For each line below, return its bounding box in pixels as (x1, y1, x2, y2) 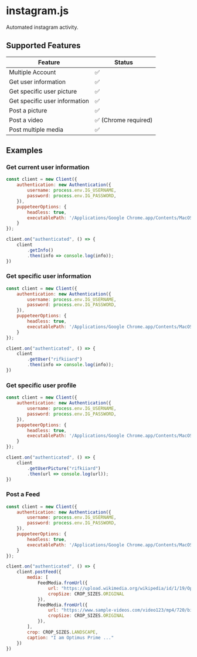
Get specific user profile (6, 381, 77, 389)
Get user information (9, 78, 66, 86)
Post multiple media (9, 125, 63, 134)
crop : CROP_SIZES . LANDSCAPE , (27, 629, 98, 635)
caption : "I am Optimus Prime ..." (27, 635, 114, 641)
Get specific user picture (9, 87, 77, 95)
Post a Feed (6, 490, 40, 499)
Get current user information (6, 163, 90, 171)
